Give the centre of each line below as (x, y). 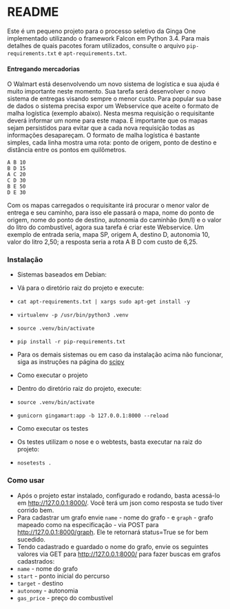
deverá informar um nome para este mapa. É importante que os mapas (107, 120)
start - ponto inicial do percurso (63, 576)
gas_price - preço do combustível (65, 598)
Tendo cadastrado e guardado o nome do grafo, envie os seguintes (113, 546)
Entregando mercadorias (44, 69)
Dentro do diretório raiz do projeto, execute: (80, 389)
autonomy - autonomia (48, 590)
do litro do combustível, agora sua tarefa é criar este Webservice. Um (106, 227)
